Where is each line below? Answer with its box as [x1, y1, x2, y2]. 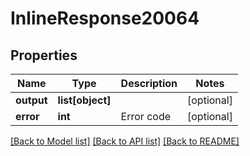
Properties [10, 47, 78, 64]
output [15, 93, 48, 107]
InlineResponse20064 [10, 7, 200, 30]
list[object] [57, 93, 112, 107]
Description [120, 77, 178, 90]
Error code [120, 110, 171, 123]
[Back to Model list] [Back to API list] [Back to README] [10, 135, 240, 147]
